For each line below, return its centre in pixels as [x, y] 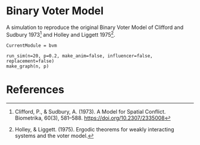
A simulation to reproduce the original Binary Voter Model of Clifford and [95, 27]
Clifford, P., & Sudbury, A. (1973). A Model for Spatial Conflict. [90, 111]
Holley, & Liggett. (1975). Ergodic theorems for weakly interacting [94, 129]
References [35, 89]
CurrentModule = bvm [32, 46]
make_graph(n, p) [28, 66]
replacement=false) [30, 61]
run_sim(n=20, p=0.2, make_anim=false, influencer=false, [79, 56]
